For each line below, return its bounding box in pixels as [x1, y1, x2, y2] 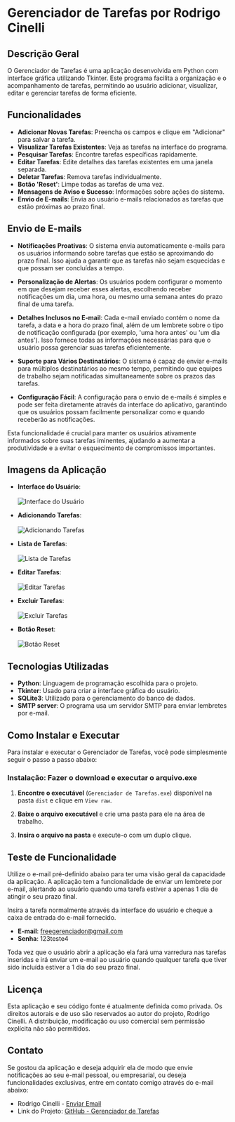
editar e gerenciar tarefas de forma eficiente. [7, 89, 137, 97]
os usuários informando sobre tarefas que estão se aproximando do [17, 249, 214, 257]
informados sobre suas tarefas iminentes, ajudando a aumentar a [7, 436, 196, 444]
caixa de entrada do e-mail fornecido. [7, 913, 116, 922]
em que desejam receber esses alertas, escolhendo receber [17, 284, 192, 293]
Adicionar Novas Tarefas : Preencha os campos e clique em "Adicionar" [17, 128, 226, 136]
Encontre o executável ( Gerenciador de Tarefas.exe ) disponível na [17, 788, 213, 798]
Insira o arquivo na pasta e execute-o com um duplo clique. [17, 831, 192, 840]
